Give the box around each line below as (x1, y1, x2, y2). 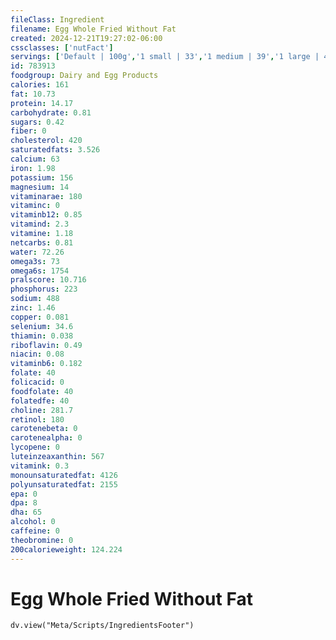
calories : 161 (10, 80, 70, 90)
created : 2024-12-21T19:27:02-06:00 (10, 33, 163, 43)
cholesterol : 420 (10, 136, 83, 146)
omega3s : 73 (10, 256, 60, 266)
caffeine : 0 (10, 526, 60, 536)
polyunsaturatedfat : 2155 (10, 479, 118, 490)
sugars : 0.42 (10, 117, 65, 127)
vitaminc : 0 (10, 201, 60, 211)
